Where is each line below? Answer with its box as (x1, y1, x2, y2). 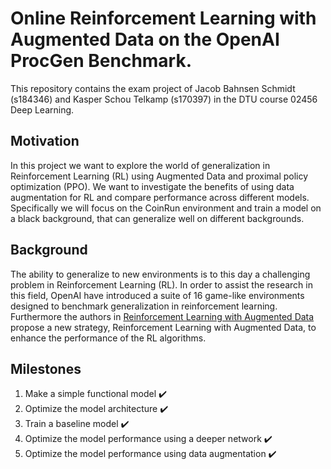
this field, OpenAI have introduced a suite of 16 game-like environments (10, 289, 305, 301)
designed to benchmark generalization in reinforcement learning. (10, 300, 278, 312)
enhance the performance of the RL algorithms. (10, 332, 207, 344)
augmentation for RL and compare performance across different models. (10, 191, 310, 203)
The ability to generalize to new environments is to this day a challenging (10, 268, 311, 280)
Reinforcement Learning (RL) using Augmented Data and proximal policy (10, 170, 309, 182)
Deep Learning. (10, 103, 75, 116)
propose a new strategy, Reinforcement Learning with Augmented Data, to (10, 321, 317, 333)
